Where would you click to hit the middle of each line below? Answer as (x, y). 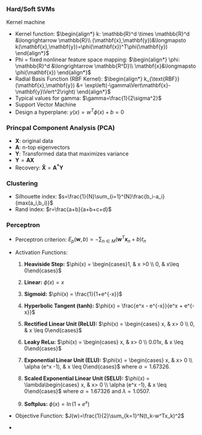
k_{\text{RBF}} (162, 79)
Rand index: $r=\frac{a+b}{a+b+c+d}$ (63, 209)
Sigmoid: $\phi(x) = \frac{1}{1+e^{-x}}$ (73, 294)
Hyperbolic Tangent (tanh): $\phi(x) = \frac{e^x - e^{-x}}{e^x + (103, 306)
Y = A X (24, 160)
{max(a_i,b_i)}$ (34, 203)
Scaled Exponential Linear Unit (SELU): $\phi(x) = (87, 378)
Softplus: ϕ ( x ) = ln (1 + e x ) (57, 403)
